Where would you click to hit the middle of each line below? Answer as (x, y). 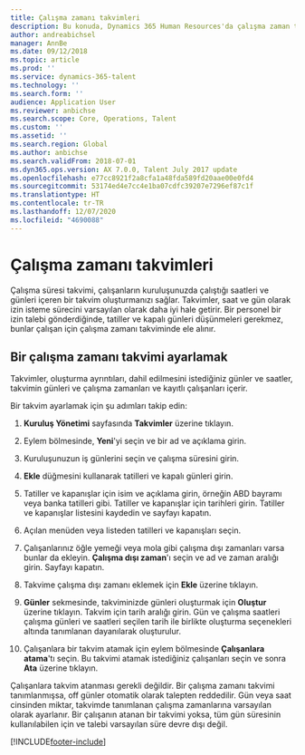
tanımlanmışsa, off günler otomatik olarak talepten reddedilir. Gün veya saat (151, 695)
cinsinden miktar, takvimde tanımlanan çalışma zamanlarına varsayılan (141, 705)
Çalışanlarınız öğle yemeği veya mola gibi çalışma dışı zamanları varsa (154, 548)
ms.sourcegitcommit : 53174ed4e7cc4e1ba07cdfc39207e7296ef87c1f (132, 187)
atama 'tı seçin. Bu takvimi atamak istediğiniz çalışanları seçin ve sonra (154, 659)
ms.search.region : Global (59, 144)
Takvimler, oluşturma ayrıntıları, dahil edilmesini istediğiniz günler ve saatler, (152, 379)
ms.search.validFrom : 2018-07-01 (73, 161)
